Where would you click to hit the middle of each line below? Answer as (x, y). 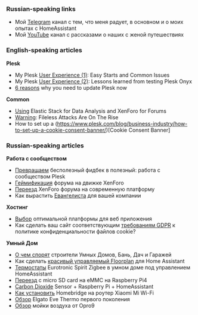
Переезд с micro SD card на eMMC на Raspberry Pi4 (81, 280)
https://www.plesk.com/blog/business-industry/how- (122, 123)
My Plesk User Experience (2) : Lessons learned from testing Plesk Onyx (103, 81)
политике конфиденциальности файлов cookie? (75, 231)
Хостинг (17, 207)
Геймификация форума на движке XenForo (69, 183)
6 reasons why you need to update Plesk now (71, 87)
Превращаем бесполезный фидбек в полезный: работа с (88, 170)
